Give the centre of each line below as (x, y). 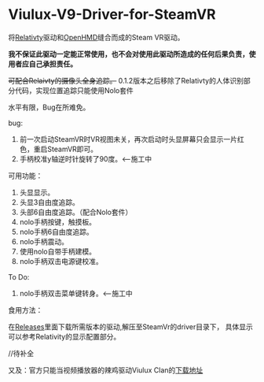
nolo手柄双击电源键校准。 (61, 261)
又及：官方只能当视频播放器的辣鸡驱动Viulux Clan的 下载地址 (106, 370)
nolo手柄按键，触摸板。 (58, 221)
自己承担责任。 (53, 64)
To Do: (19, 276)
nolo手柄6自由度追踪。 (56, 232)
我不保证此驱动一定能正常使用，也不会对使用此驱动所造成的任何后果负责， (128, 54)
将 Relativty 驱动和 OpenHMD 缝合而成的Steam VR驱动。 (96, 37)
